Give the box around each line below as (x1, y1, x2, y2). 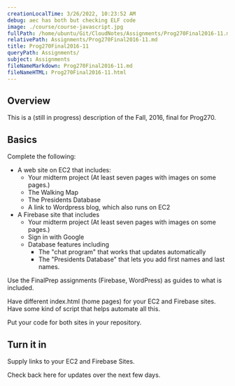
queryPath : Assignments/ (7, 50, 80, 57)
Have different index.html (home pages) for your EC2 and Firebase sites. (7, 297, 216, 305)
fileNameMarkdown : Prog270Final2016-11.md (7, 62, 133, 69)
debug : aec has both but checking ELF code (7, 17, 136, 24)
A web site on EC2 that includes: (17, 166, 112, 174)
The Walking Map (27, 188, 79, 197)
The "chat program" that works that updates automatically (38, 248, 206, 256)
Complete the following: (7, 152, 76, 161)
